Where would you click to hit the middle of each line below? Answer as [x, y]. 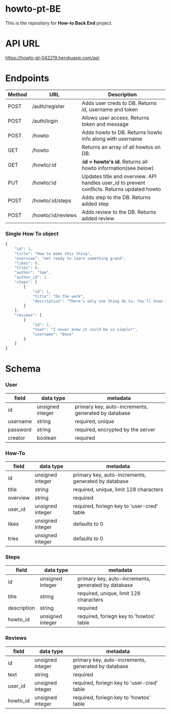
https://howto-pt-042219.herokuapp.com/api [52, 58]
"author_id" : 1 [31, 277]
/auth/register [49, 106]
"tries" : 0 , [27, 268]
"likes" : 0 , [27, 263]
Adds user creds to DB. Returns [119, 103]
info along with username [112, 139]
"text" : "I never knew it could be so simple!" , [85, 329]
